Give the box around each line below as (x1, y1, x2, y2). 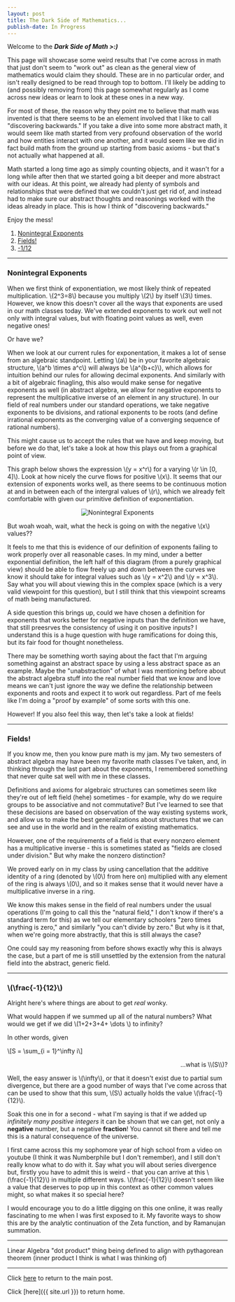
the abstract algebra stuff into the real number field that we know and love (7, 673, 221, 682)
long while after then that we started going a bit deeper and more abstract (7, 172, 220, 181)
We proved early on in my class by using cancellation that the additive (7, 864, 209, 873)
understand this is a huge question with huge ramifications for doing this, (7, 631, 218, 639)
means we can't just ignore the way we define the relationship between (7, 681, 213, 689)
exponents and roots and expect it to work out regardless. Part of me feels (7, 689, 222, 697)
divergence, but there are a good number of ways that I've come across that (7, 1081, 227, 1090)
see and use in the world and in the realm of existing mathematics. (7, 822, 199, 831)
